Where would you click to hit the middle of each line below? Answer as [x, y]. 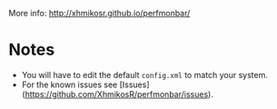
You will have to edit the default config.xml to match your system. [145, 74]
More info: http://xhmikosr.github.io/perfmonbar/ [99, 13]
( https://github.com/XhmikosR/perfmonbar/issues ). [118, 94]
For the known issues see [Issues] [86, 84]
